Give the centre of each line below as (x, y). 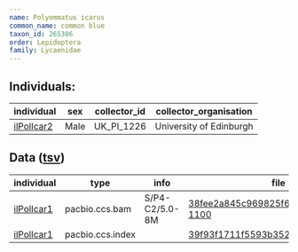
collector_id (120, 111)
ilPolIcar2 (33, 126)
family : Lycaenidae (45, 51)
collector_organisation (204, 111)
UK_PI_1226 (120, 126)
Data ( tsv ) (37, 157)
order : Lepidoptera (45, 42)
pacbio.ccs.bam (98, 209)
